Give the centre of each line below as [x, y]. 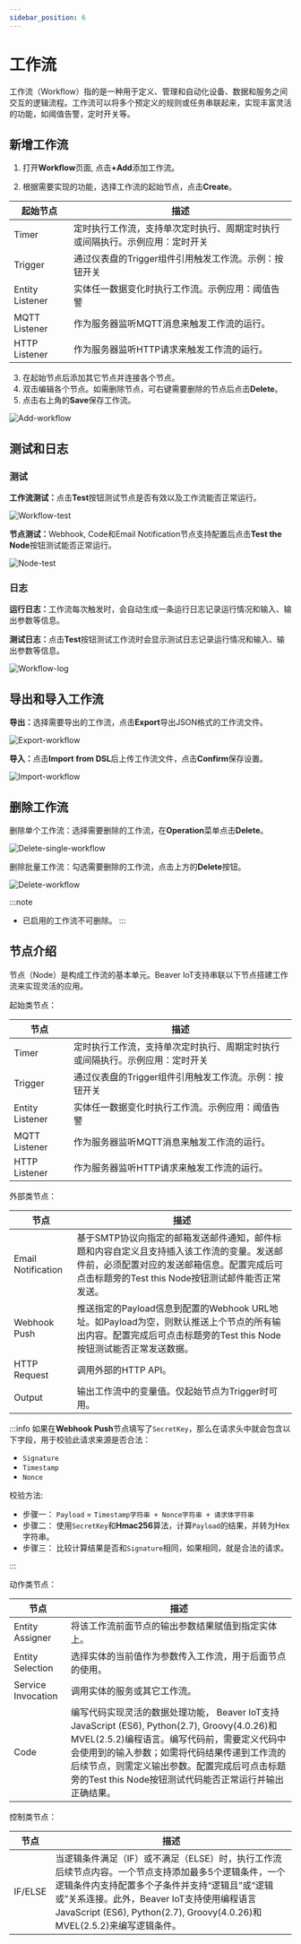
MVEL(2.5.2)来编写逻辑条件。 [118, 1925]
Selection [34, 1668]
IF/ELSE [30, 1891]
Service [30, 1684]
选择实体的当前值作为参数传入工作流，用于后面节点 [178, 1656]
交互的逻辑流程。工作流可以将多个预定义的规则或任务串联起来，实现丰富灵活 [150, 102]
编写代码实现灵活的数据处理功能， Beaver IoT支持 [175, 1712]
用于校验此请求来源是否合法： [95, 1439]
